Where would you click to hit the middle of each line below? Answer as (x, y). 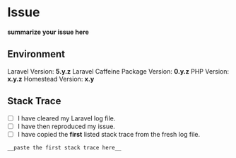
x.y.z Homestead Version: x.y (51, 79)
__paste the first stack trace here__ (64, 147)
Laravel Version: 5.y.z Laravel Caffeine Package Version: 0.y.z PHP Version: (118, 71)
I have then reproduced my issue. (66, 126)
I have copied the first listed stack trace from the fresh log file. (109, 134)
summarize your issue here (48, 32)
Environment (36, 54)
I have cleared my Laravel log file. (66, 118)
